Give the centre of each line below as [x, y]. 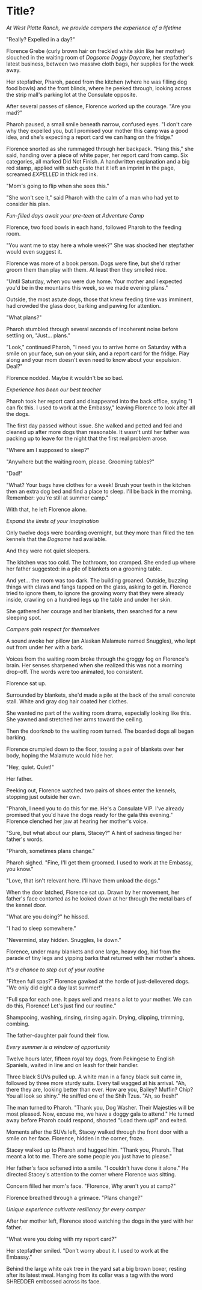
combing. [18, 1024]
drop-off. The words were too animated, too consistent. [75, 671]
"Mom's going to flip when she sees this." [58, 186]
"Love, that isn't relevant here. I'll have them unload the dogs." [83, 880]
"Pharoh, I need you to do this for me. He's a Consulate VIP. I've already [95, 808]
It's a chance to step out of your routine [56, 970]
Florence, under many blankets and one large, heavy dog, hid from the [93, 952]
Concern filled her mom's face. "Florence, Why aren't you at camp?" [91, 1186]
